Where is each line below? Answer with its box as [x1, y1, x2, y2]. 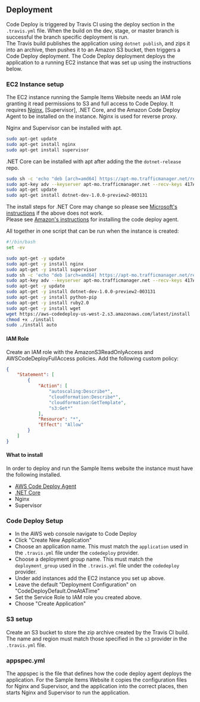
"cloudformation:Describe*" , [48, 394, 121, 400]
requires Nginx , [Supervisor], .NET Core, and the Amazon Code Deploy [6, 106, 180, 114]
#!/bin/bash [6, 239, 36, 245]
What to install [6, 451, 43, 459]
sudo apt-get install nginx [6, 141, 76, 147]
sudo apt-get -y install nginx [6, 261, 84, 267]
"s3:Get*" [48, 405, 73, 411]
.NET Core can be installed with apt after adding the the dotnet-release [6, 158, 182, 165]
